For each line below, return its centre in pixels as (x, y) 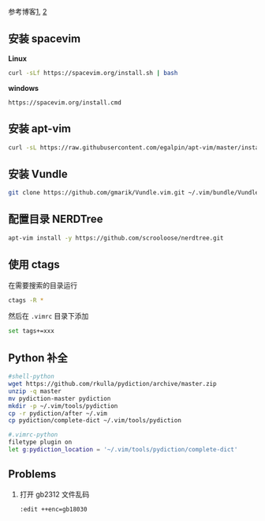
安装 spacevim (45, 39)
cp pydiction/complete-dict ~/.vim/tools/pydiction (95, 421)
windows (24, 88)
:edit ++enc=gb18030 (53, 509)
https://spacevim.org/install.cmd (65, 102)
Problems (32, 474)
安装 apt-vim (40, 129)
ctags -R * (26, 300)
